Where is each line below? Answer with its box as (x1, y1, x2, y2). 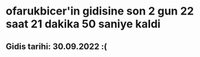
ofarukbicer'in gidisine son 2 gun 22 (6, 4, 194, 18)
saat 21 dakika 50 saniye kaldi (6, 17, 161, 31)
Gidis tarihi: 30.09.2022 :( (6, 41, 107, 52)
